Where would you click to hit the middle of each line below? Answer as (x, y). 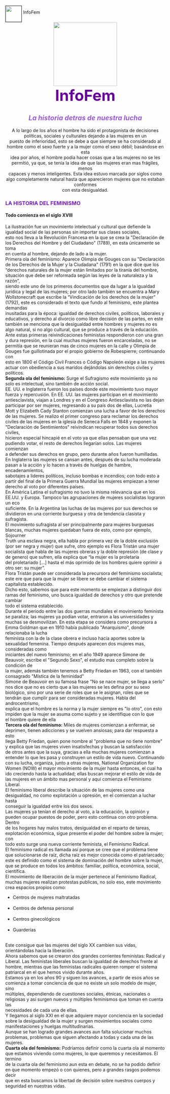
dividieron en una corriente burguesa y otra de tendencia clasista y (75, 513)
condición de (19, 665)
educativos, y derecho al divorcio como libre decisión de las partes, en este (84, 319)
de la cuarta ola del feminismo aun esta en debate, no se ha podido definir (83, 1064)
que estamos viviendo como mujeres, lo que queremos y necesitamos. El (82, 1053)
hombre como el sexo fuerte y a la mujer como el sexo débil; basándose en (85, 146)
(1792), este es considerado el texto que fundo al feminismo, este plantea (82, 302)
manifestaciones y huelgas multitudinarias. (50, 1026)
